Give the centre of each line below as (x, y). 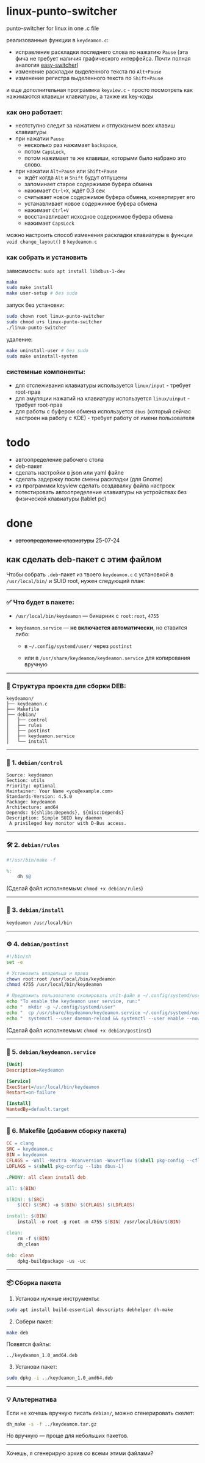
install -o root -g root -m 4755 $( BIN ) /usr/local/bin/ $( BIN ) (99, 1222)
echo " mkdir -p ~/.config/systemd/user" (61, 1007)
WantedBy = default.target (38, 1110)
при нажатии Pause (40, 138)
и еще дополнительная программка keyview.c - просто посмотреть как (100, 89)
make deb (17, 1333)
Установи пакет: (36, 1367)
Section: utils (26, 781)
